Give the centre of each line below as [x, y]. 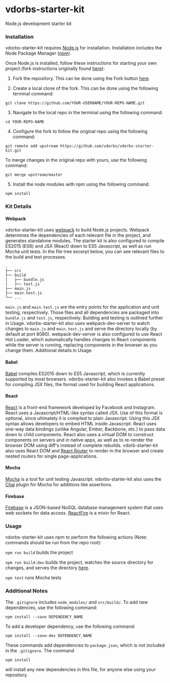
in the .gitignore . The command [40, 650]
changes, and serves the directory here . [47, 568]
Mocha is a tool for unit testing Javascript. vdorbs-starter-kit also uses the [83, 479]
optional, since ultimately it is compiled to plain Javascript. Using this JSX [82, 418]
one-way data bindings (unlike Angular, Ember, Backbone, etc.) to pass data [85, 429]
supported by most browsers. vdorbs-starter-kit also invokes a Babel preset [85, 379]
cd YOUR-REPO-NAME [25, 122]
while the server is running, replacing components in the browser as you [81, 345]
